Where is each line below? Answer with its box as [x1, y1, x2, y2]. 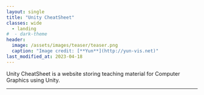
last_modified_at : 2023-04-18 [6, 54, 83, 60]
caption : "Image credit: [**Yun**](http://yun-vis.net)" [12, 48, 159, 54]
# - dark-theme [6, 31, 47, 37]
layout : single [6, 8, 45, 15]
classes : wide [6, 20, 42, 26]
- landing [12, 25, 36, 32]
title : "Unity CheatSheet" [6, 14, 75, 20]
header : [6, 37, 26, 43]
